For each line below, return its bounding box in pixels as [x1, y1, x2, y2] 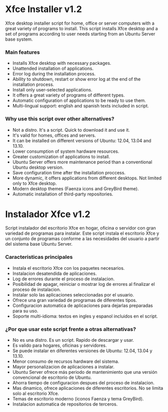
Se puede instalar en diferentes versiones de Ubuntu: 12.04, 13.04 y [12, 348, 152, 354]
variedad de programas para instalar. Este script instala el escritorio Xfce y [5, 230, 159, 237]
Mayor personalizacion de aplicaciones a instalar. [12, 364, 115, 370]
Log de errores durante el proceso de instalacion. [12, 275, 115, 282]
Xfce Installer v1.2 [5, 4, 82, 15]
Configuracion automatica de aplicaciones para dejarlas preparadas [12, 302, 153, 308]
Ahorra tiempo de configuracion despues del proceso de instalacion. [12, 380, 154, 386]
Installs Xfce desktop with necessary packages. [12, 60, 111, 66]
